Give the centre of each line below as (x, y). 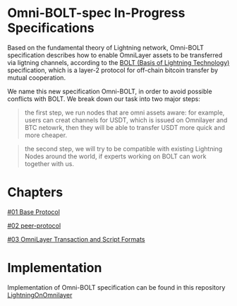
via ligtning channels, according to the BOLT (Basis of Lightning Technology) (119, 62)
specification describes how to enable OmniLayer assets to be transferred (115, 55)
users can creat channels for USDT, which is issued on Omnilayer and (126, 120)
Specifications (51, 28)
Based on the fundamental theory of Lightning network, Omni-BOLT (106, 47)
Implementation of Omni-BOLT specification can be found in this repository (116, 287)
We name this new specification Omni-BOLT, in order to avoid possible (110, 91)
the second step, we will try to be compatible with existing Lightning (123, 148)
